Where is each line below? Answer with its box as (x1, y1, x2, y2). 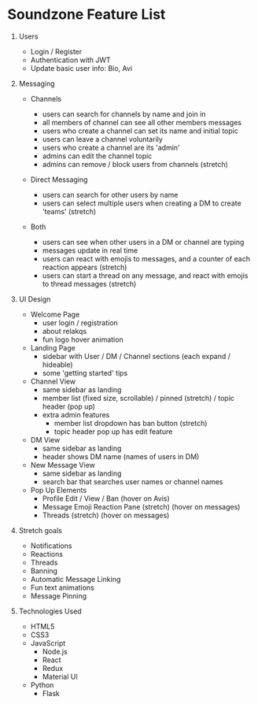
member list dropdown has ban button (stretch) (53, 418, 208, 428)
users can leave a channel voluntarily (42, 134, 163, 143)
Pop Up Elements (30, 485, 87, 495)
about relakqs (42, 326, 87, 335)
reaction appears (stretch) (42, 262, 127, 272)
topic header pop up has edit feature (53, 427, 173, 436)
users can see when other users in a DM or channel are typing (42, 237, 245, 246)
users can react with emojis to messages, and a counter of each (42, 254, 251, 263)
